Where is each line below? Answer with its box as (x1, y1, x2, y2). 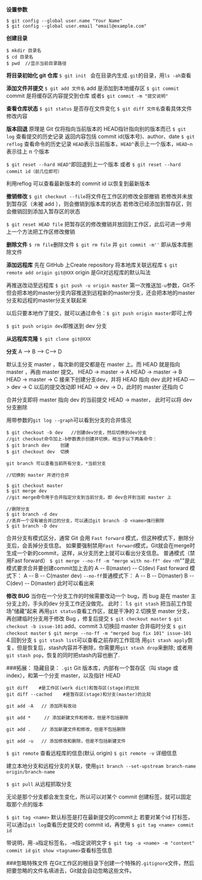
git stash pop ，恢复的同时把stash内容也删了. (6, 652, 120, 659)
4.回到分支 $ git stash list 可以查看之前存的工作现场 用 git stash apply (6, 636, 188, 644)
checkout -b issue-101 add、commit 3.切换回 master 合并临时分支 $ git (6, 623, 187, 629)
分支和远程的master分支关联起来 (6, 297, 87, 304)
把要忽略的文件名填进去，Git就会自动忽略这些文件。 (6, 867, 135, 874)
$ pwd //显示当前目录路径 (6, 60, 67, 66)
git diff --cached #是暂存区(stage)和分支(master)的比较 (6, 691, 151, 697)
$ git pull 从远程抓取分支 (6, 781, 72, 787)
